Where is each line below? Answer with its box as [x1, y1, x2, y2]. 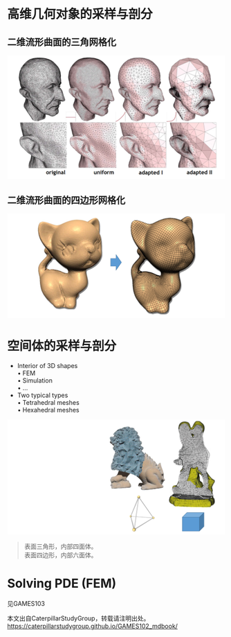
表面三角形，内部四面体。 [24, 542, 98, 551]
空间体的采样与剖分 [7, 338, 117, 354]
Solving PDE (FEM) [7, 576, 117, 591]
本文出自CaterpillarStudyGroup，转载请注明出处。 [7, 614, 150, 622]
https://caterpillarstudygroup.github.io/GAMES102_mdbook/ [7, 622, 178, 631]
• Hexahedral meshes [17, 405, 80, 414]
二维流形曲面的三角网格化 [7, 36, 116, 48]
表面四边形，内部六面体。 [24, 551, 98, 559]
